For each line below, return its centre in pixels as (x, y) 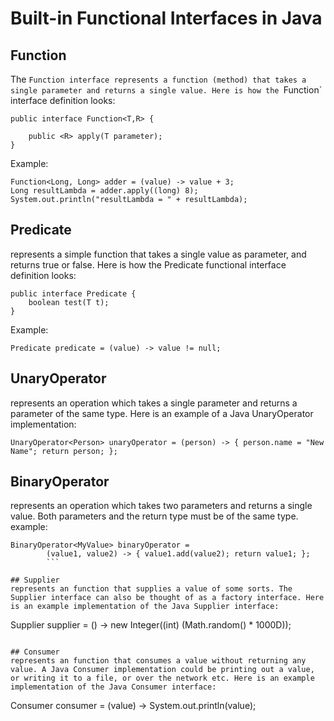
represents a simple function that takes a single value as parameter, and (158, 254)
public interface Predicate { (73, 293)
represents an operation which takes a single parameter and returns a (154, 403)
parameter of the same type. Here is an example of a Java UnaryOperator (162, 413)
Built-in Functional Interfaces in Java (166, 18)
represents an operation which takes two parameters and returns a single (161, 506)
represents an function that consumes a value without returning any (158, 661)
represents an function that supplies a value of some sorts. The (151, 589)
